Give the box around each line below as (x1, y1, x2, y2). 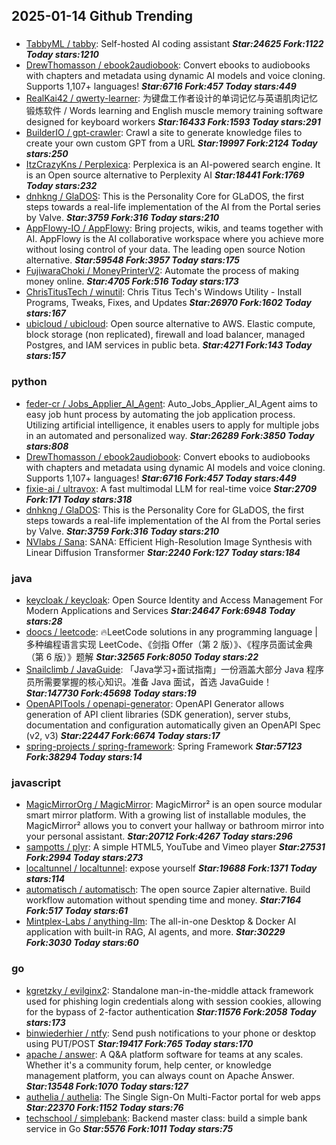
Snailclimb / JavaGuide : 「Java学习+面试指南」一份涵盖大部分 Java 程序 (25, 663, 325, 675)
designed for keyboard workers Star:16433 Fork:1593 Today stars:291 (25, 116, 321, 128)
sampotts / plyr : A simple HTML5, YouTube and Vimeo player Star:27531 (25, 841, 326, 853)
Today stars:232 (25, 180, 98, 192)
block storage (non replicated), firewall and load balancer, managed (25, 329, 306, 341)
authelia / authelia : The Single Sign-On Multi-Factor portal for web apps (25, 1090, 321, 1103)
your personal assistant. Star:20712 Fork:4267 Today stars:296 (25, 830, 293, 843)
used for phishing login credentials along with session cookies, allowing (25, 995, 322, 1007)
